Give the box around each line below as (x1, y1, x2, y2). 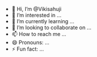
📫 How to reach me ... (11, 31, 66, 37)
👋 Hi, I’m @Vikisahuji (11, 6, 62, 12)
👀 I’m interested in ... (11, 12, 62, 19)
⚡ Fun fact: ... (11, 45, 44, 52)
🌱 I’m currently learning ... (11, 18, 75, 24)
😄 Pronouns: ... (11, 39, 50, 46)
